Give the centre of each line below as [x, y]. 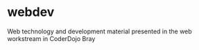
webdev [31, 12]
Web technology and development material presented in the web [99, 31]
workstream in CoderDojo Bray [51, 38]
